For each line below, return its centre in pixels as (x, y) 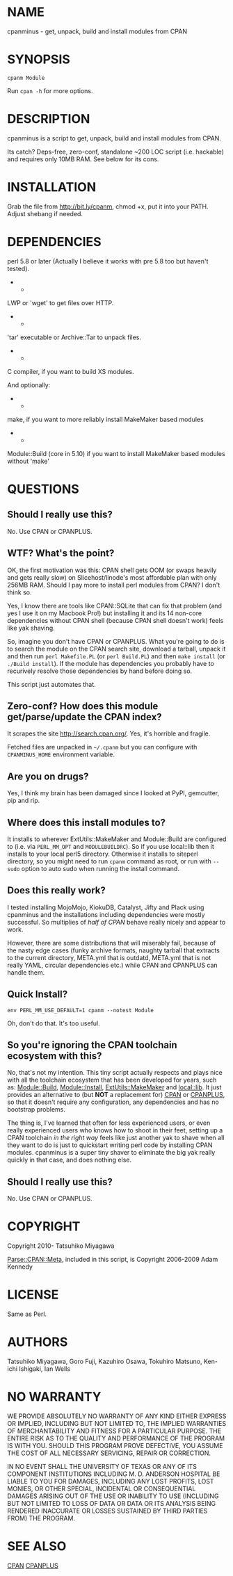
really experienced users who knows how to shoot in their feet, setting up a (115, 1130)
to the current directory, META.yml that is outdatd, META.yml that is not (109, 957)
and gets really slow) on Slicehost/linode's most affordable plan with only (112, 577)
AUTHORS (38, 1342)
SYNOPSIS (39, 59)
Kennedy (20, 1267)
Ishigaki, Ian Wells (45, 1369)
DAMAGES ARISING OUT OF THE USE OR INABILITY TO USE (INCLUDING (113, 1496)
